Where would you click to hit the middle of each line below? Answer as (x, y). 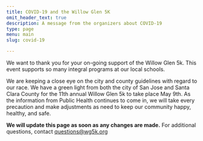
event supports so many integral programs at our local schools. (86, 69)
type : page (20, 29)
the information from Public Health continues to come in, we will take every (101, 100)
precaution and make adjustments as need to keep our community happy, (99, 107)
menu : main (20, 35)
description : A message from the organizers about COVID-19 (84, 23)
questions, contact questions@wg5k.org (57, 132)
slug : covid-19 (26, 40)
